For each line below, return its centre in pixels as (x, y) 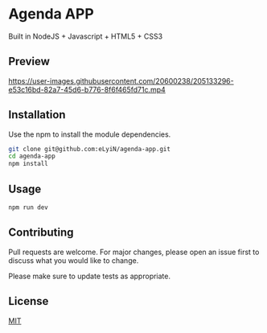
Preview (29, 62)
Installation (37, 115)
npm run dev (28, 208)
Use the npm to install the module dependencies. (90, 134)
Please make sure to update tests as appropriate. (90, 276)
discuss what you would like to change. (74, 260)
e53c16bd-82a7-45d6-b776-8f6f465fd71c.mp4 (87, 89)
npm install (28, 164)
